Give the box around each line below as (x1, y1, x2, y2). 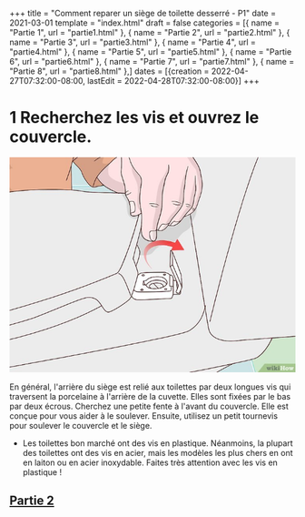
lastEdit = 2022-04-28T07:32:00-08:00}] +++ (87, 76, 261, 86)
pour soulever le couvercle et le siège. (9, 420, 152, 431)
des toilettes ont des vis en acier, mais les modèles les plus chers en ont (22, 447, 293, 458)
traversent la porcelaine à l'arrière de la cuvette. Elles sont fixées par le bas (9, 390, 291, 401)
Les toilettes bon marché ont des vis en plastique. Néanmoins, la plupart (22, 437, 293, 449)
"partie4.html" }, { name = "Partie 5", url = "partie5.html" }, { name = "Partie (9, 46, 292, 57)
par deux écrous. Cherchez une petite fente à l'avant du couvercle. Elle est (9, 400, 289, 411)
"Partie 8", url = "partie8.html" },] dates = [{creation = (9, 66, 210, 76)
